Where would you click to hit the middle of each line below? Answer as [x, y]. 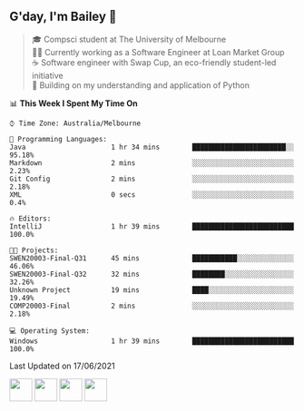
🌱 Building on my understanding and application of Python [140, 85]
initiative [47, 75]
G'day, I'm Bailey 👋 [63, 17]
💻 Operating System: [50, 331]
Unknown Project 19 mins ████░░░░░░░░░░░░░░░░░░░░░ [152, 290]
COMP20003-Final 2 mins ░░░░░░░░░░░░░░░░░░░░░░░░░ [152, 306]
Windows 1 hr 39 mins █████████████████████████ [152, 341]
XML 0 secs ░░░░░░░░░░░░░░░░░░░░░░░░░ [152, 195]
